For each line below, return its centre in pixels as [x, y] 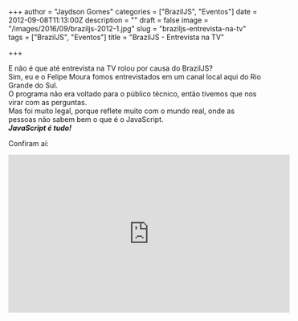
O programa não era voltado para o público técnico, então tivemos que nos [133, 94]
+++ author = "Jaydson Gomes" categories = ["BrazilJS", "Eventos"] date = [133, 12]
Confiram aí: [29, 143]
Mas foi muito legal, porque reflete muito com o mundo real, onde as [122, 111]
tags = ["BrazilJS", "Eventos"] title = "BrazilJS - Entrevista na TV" [116, 37]
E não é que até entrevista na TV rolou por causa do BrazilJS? [110, 68]
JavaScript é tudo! [40, 128]
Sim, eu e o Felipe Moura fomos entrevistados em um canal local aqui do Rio [135, 77]
